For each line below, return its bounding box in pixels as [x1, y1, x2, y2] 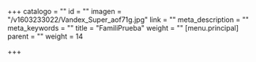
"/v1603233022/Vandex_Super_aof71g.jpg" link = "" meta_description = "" [7, 15, 250, 24]
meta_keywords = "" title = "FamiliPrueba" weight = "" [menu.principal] [7, 24, 239, 32]
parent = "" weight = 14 [7, 31, 84, 41]
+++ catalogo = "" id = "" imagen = [7, 7, 122, 16]
